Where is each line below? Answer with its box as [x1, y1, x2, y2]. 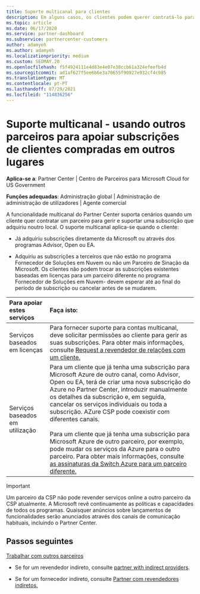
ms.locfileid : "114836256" [6, 92, 73, 98]
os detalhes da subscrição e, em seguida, [49, 392, 166, 401]
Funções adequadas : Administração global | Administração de [6, 193, 160, 200]
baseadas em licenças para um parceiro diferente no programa [14, 271, 170, 279]
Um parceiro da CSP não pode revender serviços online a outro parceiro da [6, 493, 191, 501]
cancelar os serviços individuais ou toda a [49, 400, 168, 408]
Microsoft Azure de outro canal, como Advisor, [49, 370, 180, 379]
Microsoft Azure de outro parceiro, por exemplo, [49, 437, 185, 445]
